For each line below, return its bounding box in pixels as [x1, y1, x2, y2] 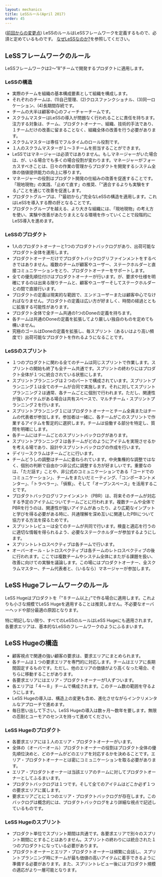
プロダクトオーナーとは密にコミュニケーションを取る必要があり [25, 757, 152, 763]
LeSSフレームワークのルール [5, 51, 91, 60]
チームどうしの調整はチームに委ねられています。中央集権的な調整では [12, 456, 151, 462]
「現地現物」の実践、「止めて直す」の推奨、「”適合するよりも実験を [12, 181, 146, 187]
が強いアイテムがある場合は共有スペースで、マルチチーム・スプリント [12, 396, 151, 402]
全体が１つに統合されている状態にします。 [20, 372, 105, 377]
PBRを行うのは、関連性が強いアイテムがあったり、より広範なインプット [12, 505, 156, 511]
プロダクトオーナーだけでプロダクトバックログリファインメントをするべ [12, 255, 156, 261]
